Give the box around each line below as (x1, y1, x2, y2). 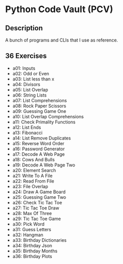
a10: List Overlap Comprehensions (12, 113, 84, 119)
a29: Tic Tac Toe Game (12, 215, 61, 222)
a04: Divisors (12, 81, 40, 87)
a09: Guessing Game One (12, 108, 67, 114)
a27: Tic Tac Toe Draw (12, 205, 59, 211)
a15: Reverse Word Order (12, 140, 65, 146)
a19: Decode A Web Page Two (12, 162, 76, 168)
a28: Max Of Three (12, 210, 52, 216)
